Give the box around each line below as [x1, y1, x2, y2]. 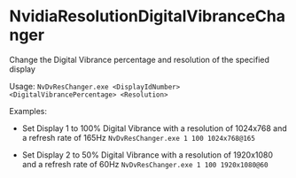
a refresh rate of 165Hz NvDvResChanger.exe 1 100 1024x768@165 [21, 132, 255, 143]
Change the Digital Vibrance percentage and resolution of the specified [9, 54, 270, 65]
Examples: [9, 105, 47, 116]
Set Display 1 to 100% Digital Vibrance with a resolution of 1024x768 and [21, 122, 288, 134]
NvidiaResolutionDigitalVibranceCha [9, 6, 286, 27]
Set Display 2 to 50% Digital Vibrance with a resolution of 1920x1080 [21, 149, 273, 160]
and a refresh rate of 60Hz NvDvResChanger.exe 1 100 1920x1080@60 [21, 159, 269, 169]
